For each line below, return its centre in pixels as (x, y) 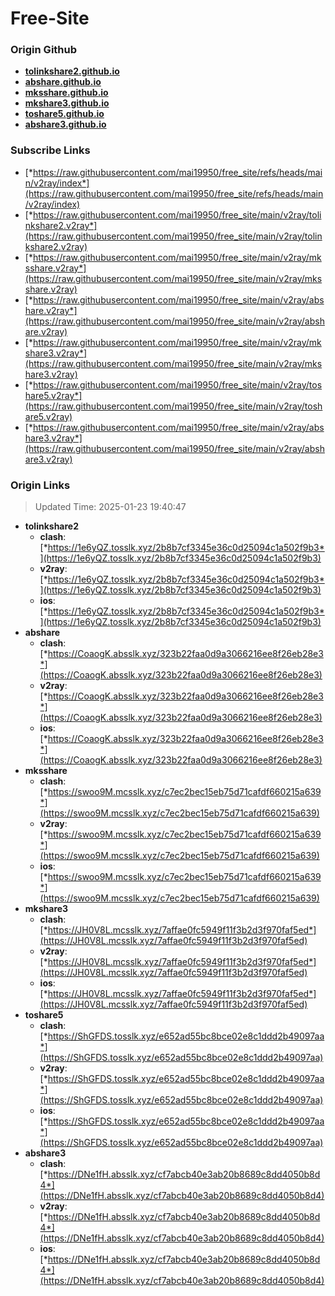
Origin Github (44, 50)
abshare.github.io (63, 82)
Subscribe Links (50, 150)
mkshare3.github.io (67, 103)
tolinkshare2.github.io (72, 71)
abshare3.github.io (65, 124)
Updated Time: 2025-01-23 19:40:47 (110, 507)
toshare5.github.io (64, 114)
